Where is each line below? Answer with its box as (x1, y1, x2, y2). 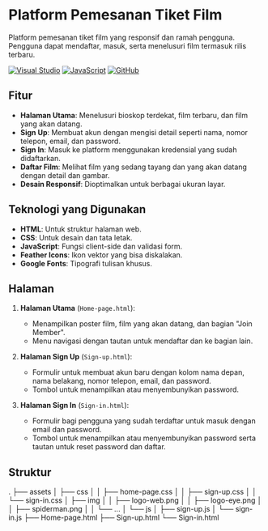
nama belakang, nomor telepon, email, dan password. (32, 376, 212, 386)
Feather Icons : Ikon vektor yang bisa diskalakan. (19, 249, 183, 260)
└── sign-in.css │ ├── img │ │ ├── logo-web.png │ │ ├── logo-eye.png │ (8, 495, 262, 505)
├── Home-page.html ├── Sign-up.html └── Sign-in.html (23, 512, 219, 523)
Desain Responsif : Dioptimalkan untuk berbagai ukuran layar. (19, 179, 226, 189)
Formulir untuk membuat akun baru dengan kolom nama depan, (32, 367, 245, 377)
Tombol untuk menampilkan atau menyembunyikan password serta (32, 433, 257, 443)
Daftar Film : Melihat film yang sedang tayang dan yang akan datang (19, 162, 247, 172)
